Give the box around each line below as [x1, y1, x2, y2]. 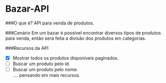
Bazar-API [5, 3, 50, 15]
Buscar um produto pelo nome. [12, 67, 78, 73]
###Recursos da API [5, 45, 49, 51]
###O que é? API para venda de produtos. [5, 20, 94, 26]
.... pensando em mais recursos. [12, 72, 81, 78]
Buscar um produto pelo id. [12, 61, 70, 67]
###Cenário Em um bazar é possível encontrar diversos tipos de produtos [5, 30, 161, 36]
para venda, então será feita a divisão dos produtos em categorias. [5, 35, 147, 41]
